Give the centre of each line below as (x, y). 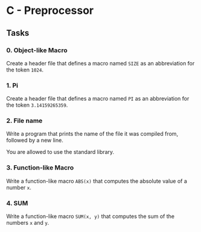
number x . (19, 187)
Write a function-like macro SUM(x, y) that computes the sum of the (91, 216)
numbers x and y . (28, 223)
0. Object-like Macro (37, 50)
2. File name (24, 121)
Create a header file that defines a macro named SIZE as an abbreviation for (101, 63)
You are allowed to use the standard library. (60, 152)
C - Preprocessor (50, 11)
